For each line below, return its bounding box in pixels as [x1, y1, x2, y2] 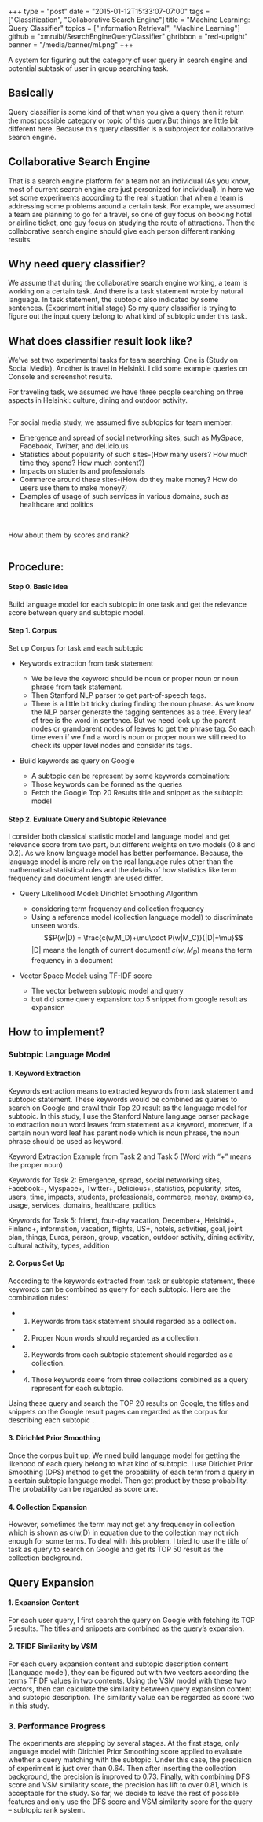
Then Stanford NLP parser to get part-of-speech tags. [31, 691, 206, 700]
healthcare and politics [19, 500, 94, 510]
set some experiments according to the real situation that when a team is [8, 193, 243, 202]
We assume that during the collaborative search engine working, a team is [8, 278, 248, 288]
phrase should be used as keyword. [8, 1136, 124, 1145]
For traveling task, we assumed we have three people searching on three [8, 387, 244, 396]
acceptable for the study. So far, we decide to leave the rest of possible [8, 1789, 239, 1798]
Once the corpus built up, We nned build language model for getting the [8, 1451, 241, 1460]
